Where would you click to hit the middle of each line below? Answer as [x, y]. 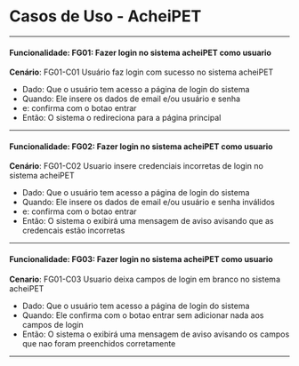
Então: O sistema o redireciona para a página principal [121, 118]
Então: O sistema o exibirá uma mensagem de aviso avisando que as [148, 221]
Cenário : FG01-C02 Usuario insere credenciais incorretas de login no [137, 166]
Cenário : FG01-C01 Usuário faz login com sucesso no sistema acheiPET [141, 72]
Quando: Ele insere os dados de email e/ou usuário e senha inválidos [149, 203]
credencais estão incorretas [73, 231]
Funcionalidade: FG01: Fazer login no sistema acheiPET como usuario [140, 52]
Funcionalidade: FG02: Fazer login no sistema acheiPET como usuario [141, 146]
